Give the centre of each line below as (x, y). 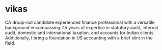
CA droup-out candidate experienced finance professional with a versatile (80, 22)
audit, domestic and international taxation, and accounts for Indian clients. (80, 33)
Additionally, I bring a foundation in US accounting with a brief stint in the (79, 38)
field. (10, 43)
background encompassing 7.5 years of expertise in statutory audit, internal (81, 27)
